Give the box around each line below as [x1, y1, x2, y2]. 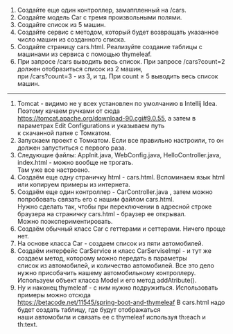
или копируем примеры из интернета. [17, 180, 130, 188]
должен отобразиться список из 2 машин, [17, 65, 144, 73]
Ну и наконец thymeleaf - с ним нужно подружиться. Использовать [17, 283, 218, 292]
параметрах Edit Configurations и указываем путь [17, 121, 165, 130]
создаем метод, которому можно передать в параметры [17, 254, 187, 262]
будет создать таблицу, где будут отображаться [17, 306, 161, 314]
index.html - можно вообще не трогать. [17, 159, 134, 166]
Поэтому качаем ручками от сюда [17, 107, 120, 115]
